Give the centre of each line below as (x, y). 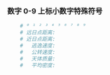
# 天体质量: (38, 59)
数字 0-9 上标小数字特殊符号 (55, 11)
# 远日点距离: (38, 33)
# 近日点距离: (38, 39)
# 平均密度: (38, 65)
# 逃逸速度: (38, 46)
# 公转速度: (38, 52)
